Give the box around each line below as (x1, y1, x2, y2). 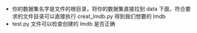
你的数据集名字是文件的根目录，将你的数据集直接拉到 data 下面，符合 (12, 5, 186, 12)
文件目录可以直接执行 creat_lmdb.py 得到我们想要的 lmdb (22, 13, 166, 20)
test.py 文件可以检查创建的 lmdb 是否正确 (12, 20, 116, 27)
